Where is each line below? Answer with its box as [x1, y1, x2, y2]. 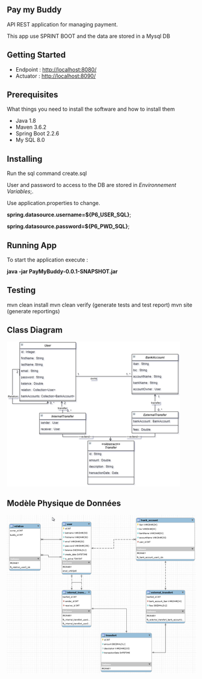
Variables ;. [7, 188, 34, 195]
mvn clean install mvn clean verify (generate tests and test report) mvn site [7, 301, 193, 309]
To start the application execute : [7, 256, 88, 263]
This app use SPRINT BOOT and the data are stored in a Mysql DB [7, 32, 171, 40]
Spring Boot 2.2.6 [15, 130, 60, 137]
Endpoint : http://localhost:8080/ [15, 66, 97, 73]
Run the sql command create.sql [7, 170, 87, 177]
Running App [7, 240, 57, 250]
